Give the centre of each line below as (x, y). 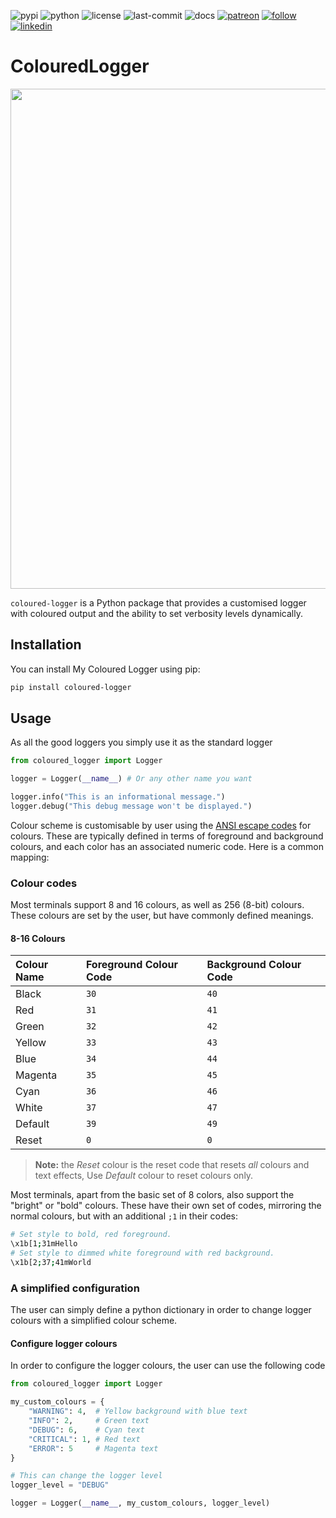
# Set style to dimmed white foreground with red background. (142, 1253)
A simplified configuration (75, 1288)
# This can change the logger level (86, 1476)
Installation (46, 645)
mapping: (30, 857)
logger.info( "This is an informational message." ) (118, 797)
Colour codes (44, 883)
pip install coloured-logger (71, 687)
